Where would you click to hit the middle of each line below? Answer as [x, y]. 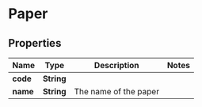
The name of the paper [117, 92]
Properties [35, 43]
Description [117, 65]
